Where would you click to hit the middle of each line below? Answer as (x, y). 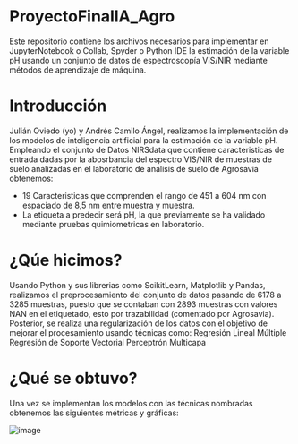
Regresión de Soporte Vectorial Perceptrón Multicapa (108, 342)
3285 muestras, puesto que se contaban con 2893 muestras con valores (144, 304)
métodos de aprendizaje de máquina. (78, 70)
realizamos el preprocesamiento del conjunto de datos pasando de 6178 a (145, 295)
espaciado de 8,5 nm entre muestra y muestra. (108, 205)
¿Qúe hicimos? (66, 260)
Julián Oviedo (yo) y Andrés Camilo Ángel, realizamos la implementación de (149, 131)
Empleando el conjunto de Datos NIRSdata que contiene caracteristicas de (147, 149)
